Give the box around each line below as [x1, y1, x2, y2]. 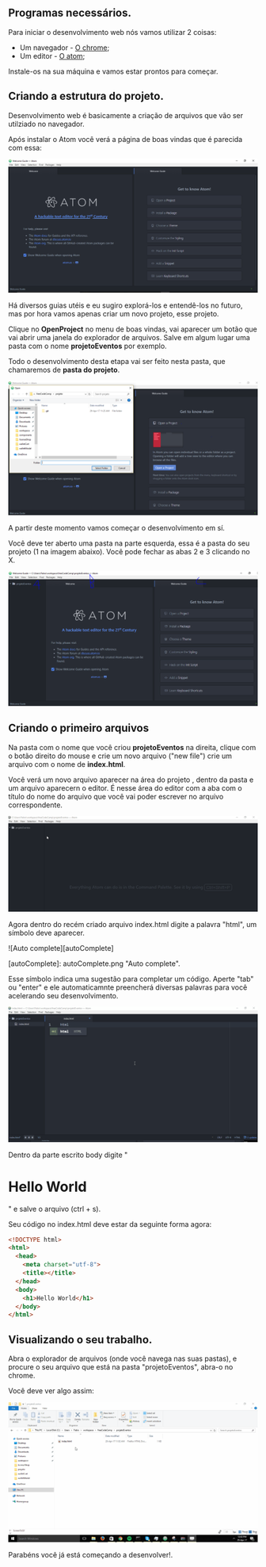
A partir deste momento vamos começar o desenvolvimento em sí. [8, 523, 226, 532]
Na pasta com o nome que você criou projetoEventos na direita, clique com [8, 742, 256, 752]
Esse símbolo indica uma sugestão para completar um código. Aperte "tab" [8, 975, 254, 984]
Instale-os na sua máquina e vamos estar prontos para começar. [8, 67, 218, 76]
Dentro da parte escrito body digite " [8, 1150, 128, 1159]
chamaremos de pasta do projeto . [8, 365, 120, 374]
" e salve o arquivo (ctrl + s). [8, 1204, 101, 1213]
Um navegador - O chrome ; [19, 43, 110, 52]
